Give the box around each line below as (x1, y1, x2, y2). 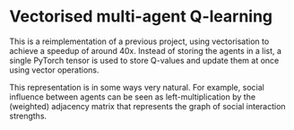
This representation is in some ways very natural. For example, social (9, 82, 264, 92)
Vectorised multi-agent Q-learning (9, 6, 273, 27)
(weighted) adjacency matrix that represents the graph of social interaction (9, 100, 286, 111)
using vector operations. (9, 65, 99, 75)
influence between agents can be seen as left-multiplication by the (9, 91, 256, 102)
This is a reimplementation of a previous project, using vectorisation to (9, 36, 270, 47)
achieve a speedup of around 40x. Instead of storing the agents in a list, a (9, 45, 282, 56)
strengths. (9, 110, 48, 121)
